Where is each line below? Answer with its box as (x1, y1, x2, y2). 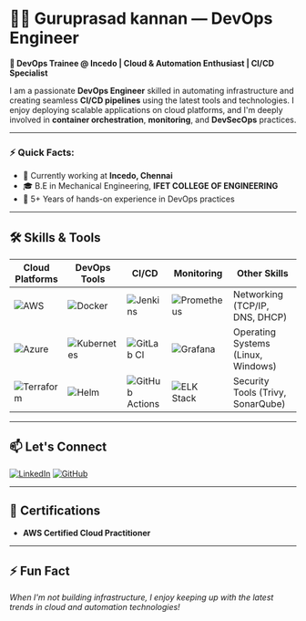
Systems (233, 337, 270, 350)
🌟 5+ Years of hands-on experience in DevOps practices (22, 193, 235, 204)
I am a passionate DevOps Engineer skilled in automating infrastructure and (9, 85, 294, 96)
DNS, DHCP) (233, 311, 288, 324)
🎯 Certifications (9, 503, 101, 519)
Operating (233, 326, 276, 338)
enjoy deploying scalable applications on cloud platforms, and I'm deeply (9, 104, 284, 115)
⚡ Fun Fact (9, 564, 70, 579)
